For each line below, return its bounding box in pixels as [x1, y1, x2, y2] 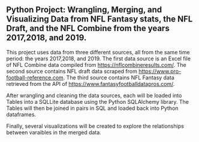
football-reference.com [6, 74, 64, 81]
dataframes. [6, 110, 37, 118]
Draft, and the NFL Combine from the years [6, 23, 170, 33]
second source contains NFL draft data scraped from [6, 67, 138, 75]
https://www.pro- [138, 67, 182, 75]
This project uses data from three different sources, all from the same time [6, 48, 190, 55]
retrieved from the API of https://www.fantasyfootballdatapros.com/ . [6, 80, 175, 87]
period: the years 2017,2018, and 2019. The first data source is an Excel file [6, 55, 191, 62]
